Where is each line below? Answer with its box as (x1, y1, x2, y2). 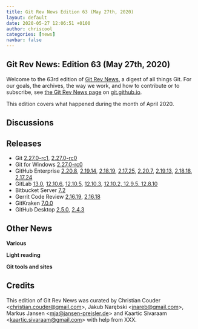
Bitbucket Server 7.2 (15, 187, 66, 194)
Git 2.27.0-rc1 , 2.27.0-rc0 (15, 155, 78, 162)
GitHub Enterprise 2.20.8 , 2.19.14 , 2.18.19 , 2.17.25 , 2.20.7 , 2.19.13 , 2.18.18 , (15, 167, 193, 174)
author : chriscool (6, 25, 53, 32)
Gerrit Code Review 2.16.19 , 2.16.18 (15, 193, 101, 201)
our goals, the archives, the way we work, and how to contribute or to (6, 82, 180, 89)
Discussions (6, 118, 54, 128)
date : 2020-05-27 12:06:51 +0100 (6, 20, 91, 26)
